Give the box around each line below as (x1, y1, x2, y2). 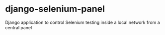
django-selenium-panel (5, 3, 105, 15)
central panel (5, 24, 32, 30)
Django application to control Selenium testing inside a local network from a (5, 19, 160, 25)
